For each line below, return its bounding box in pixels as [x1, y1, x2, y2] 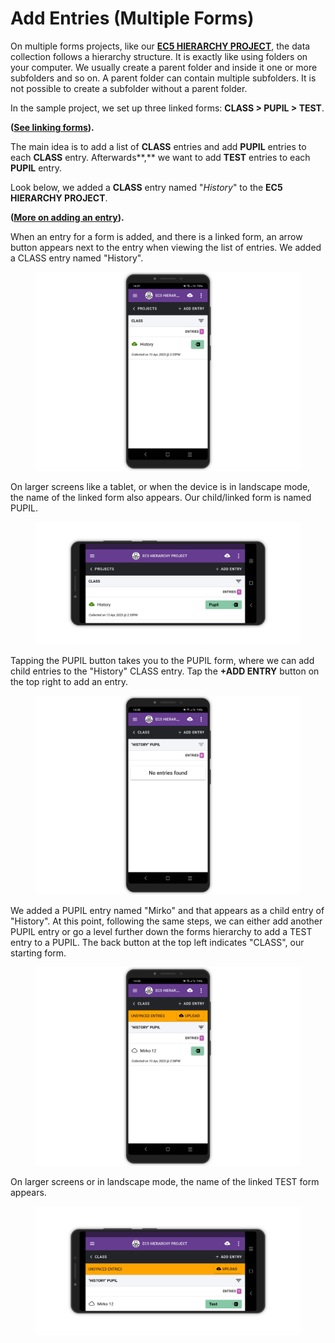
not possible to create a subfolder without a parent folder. [10, 82, 248, 94]
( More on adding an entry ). [10, 211, 125, 223]
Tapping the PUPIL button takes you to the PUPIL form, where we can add [10, 655, 315, 667]
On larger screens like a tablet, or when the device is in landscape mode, [10, 480, 311, 492]
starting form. [10, 947, 67, 959]
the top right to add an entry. [10, 676, 129, 688]
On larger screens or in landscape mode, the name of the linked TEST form [10, 1176, 320, 1188]
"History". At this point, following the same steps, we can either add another [10, 915, 323, 927]
